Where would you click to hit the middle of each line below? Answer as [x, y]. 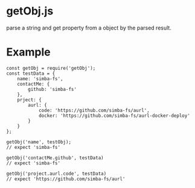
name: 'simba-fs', [40, 79]
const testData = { [31, 74]
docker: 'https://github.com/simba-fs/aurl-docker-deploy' [114, 116]
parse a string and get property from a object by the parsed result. [89, 28]
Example [28, 52]
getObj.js [30, 11]
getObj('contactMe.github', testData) [55, 158]
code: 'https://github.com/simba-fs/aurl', [94, 110]
